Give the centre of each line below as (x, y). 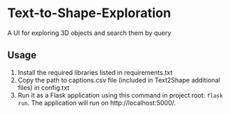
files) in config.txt (43, 88)
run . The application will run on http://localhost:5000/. (97, 103)
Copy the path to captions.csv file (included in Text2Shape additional (119, 80)
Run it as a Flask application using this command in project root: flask (120, 95)
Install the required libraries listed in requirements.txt (95, 72)
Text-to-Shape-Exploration (89, 13)
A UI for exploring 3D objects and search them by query (89, 33)
